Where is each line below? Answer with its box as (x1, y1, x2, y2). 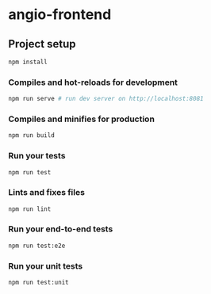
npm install (8, 58, 48, 66)
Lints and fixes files (8, 187, 86, 198)
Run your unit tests (8, 260, 83, 271)
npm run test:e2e (8, 242, 66, 250)
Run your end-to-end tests (8, 223, 113, 235)
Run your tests (8, 151, 66, 162)
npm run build (8, 132, 56, 139)
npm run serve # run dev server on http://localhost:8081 (8, 95, 204, 103)
